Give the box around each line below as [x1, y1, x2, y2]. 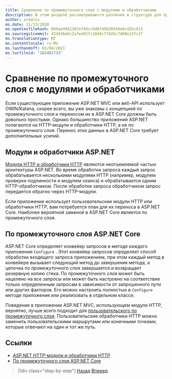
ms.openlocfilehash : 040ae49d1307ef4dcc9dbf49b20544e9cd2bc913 [5, 27, 143, 32]
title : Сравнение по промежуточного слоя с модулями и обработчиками [5, 7, 157, 13]
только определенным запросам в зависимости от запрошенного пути [5, 281, 161, 287]
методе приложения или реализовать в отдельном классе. [5, 292, 135, 299]
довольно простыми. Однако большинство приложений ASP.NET [5, 116, 148, 123]
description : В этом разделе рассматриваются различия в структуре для [5, 12, 161, 17]
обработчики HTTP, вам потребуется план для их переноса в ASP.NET [5, 204, 160, 210]
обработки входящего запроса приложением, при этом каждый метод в [5, 254, 165, 260]
